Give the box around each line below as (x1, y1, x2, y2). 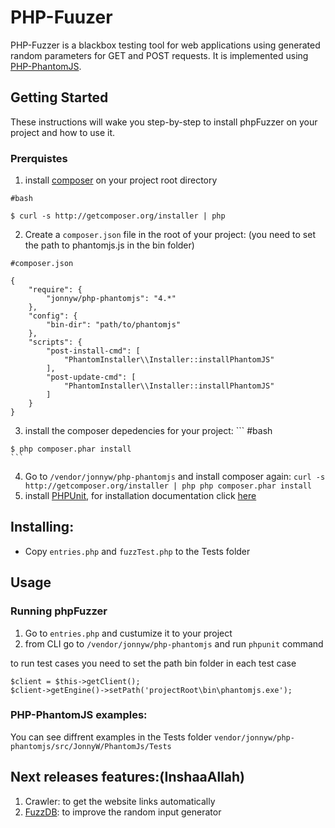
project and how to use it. (10, 126, 116, 138)
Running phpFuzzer (10, 604, 108, 618)
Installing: (10, 519, 75, 536)
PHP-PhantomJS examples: (10, 708, 148, 722)
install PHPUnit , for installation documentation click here (24, 490, 257, 502)
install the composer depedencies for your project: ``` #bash (24, 425, 273, 437)
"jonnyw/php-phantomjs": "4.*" (46, 294, 177, 304)
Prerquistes (10, 151, 68, 165)
